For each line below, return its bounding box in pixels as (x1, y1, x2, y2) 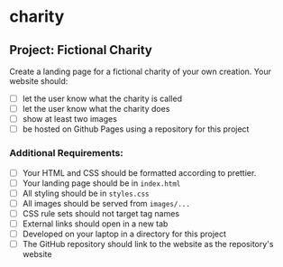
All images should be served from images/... (22, 198, 191, 208)
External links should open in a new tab (22, 218, 169, 229)
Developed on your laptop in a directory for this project (22, 228, 227, 239)
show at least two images (22, 114, 117, 124)
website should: (9, 76, 68, 87)
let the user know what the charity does (22, 104, 170, 115)
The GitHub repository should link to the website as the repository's (22, 238, 274, 249)
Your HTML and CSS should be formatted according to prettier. (22, 167, 257, 178)
